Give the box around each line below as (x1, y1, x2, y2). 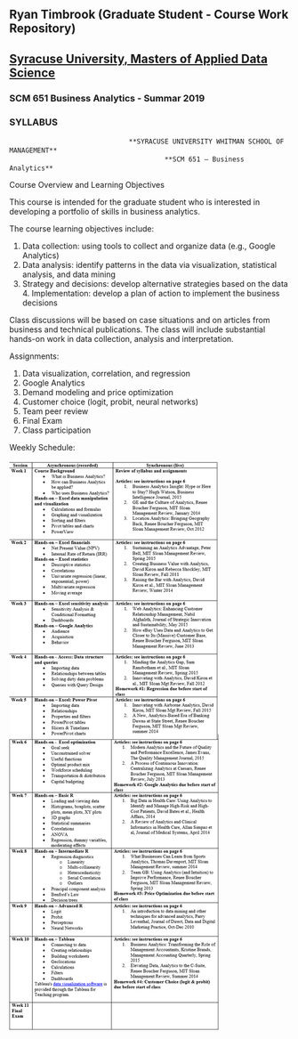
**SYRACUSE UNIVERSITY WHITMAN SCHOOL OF (128, 137, 285, 146)
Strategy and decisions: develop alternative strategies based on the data (21, 279, 289, 288)
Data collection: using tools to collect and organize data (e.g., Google (21, 240, 276, 251)
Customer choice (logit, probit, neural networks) (21, 396, 198, 407)
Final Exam (21, 416, 63, 426)
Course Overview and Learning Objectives (9, 180, 165, 190)
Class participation (21, 425, 92, 435)
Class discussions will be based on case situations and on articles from (9, 315, 270, 325)
